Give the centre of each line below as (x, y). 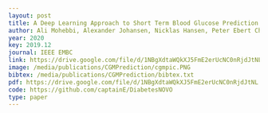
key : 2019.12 (30, 45)
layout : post (30, 16)
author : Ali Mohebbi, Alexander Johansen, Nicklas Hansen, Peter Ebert (130, 30)
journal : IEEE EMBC (41, 53)
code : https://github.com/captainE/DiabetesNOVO (91, 90)
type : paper (28, 97)
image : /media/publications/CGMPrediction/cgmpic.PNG (100, 68)
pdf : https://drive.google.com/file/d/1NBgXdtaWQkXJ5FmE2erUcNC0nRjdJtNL (134, 82)
